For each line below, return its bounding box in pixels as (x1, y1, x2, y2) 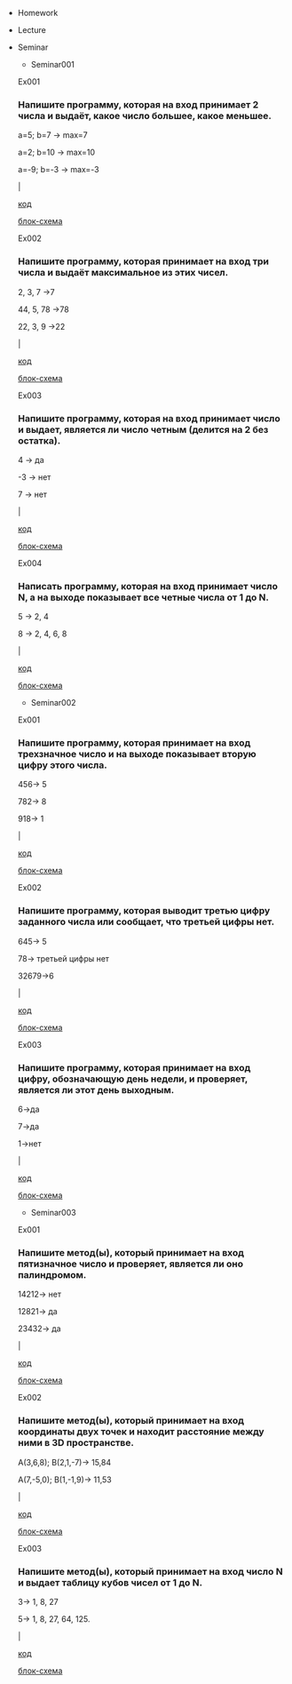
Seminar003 (30, 1208, 77, 1218)
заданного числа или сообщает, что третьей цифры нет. (17, 915, 275, 928)
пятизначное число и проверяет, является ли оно (17, 1257, 244, 1270)
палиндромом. (17, 1269, 87, 1281)
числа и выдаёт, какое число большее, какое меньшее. (17, 109, 272, 122)
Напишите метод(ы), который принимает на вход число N (17, 1565, 283, 1577)
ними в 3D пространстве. (17, 1437, 135, 1449)
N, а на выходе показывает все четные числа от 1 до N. (17, 591, 269, 603)
